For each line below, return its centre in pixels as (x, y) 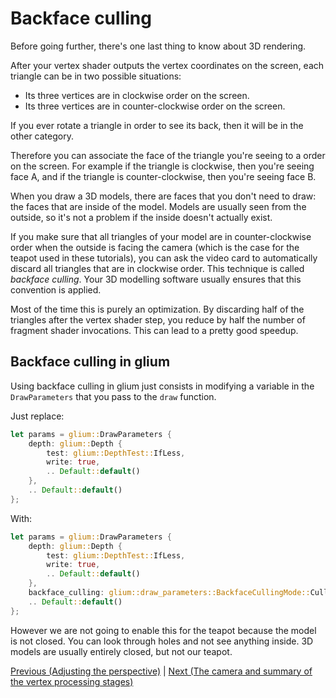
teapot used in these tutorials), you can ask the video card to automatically (164, 258)
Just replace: (37, 416)
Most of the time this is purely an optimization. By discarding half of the (157, 309)
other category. (42, 136)
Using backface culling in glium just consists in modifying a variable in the (162, 386)
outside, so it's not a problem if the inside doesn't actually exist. (141, 217)
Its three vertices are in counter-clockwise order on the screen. (155, 106)
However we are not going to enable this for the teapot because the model (163, 630)
